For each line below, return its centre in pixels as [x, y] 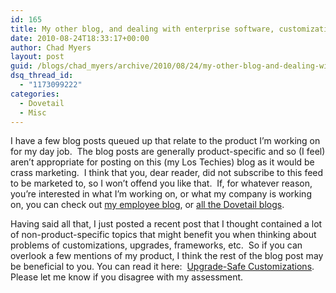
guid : [21, 66]
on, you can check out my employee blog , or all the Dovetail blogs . [147, 205]
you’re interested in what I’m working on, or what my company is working [161, 194]
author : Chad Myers [51, 47]
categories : [35, 94]
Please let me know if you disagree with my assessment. [127, 277]
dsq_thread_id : [42, 76]
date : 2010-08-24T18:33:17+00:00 [80, 38]
